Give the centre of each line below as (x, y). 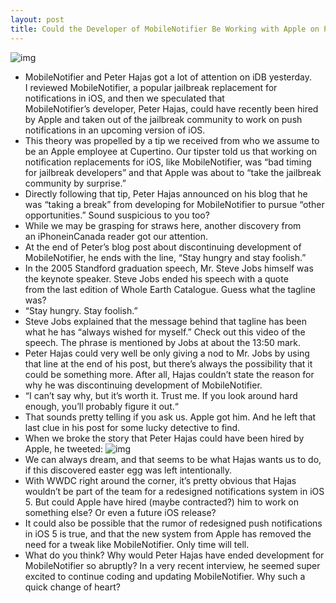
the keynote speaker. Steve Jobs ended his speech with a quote (156, 278)
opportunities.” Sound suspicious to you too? (117, 215)
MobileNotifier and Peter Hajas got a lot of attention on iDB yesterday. (168, 77)
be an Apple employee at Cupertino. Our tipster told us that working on (171, 151)
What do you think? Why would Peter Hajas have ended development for (174, 555)
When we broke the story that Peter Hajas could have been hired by (164, 438)
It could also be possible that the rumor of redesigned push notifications (173, 523)
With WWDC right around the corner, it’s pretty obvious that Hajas (160, 480)
